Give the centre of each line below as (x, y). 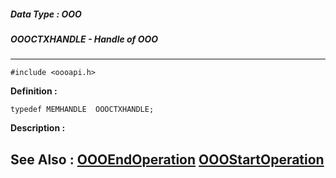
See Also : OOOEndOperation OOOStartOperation (167, 159)
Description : (38, 128)
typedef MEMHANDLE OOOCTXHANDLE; (82, 110)
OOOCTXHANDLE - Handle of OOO (84, 39)
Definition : (34, 91)
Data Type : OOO (46, 14)
